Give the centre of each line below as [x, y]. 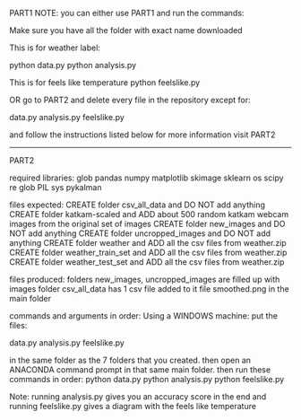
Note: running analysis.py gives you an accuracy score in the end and [138, 397]
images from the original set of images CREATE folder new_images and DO [147, 224]
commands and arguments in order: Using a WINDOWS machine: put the [143, 316]
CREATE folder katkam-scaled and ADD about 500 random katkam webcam [149, 214]
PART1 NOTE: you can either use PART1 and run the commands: [127, 13]
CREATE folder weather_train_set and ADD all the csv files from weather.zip [148, 252]
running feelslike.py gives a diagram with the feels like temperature [133, 406]
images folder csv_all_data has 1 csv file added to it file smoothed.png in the [149, 289]
